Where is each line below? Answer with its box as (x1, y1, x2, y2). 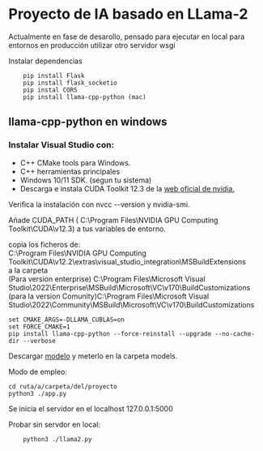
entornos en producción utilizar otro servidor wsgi (8, 40, 176, 49)
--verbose (23, 337, 57, 345)
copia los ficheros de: (8, 239, 81, 249)
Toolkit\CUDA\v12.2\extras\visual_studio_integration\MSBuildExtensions (8, 256, 247, 266)
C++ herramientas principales (19, 166, 121, 176)
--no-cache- (214, 329, 255, 337)
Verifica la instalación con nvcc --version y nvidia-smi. (8, 200, 190, 209)
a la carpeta (8, 265, 49, 275)
